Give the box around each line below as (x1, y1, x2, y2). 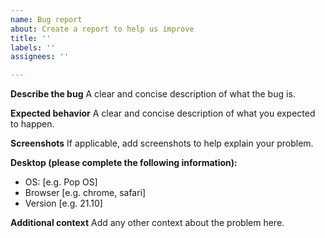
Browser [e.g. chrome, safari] (24, 187, 147, 199)
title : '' (10, 33, 52, 43)
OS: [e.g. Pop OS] (24, 176, 98, 188)
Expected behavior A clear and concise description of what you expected (10, 107, 316, 120)
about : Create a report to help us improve (10, 24, 195, 34)
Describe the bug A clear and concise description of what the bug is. (10, 88, 296, 100)
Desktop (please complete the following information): (10, 157, 238, 169)
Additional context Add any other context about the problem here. (10, 217, 285, 229)
